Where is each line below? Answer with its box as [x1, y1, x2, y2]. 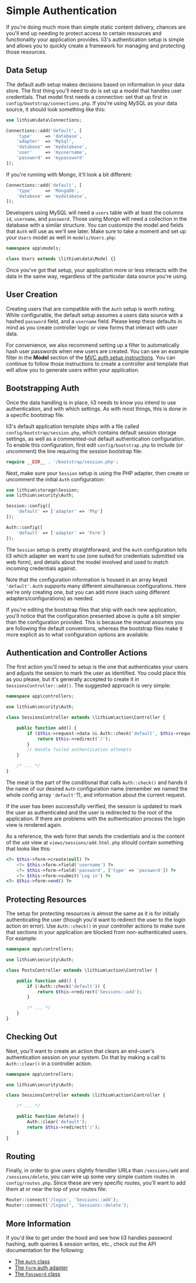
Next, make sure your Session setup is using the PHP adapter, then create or [6, 470, 190, 477]
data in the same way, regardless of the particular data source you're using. [6, 273, 188, 279]
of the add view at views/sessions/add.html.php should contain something [6, 839, 184, 846]
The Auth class [14, 1258, 50, 1265]
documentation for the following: [6, 1246, 85, 1254]
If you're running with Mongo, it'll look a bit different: [6, 171, 132, 178]
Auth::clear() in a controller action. [6, 1060, 92, 1067]
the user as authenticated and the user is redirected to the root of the [6, 809, 173, 816]
